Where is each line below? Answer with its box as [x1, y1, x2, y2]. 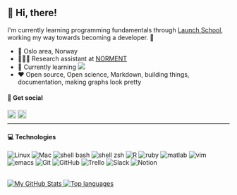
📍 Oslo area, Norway [17, 46, 78, 55]
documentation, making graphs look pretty [17, 77, 142, 86]
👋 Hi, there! [7, 7, 58, 19]
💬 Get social [7, 94, 44, 102]
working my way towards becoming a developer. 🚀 [7, 33, 154, 42]
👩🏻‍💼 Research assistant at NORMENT [17, 54, 128, 63]
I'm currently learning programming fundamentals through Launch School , [7, 25, 224, 34]
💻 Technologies [7, 132, 56, 141]
